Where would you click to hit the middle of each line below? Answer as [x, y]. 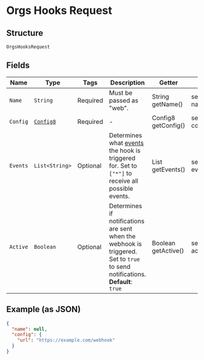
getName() [167, 104]
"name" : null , [29, 329]
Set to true [124, 259]
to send [120, 267]
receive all [124, 181]
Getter [169, 83]
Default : [121, 282]
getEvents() [168, 169]
